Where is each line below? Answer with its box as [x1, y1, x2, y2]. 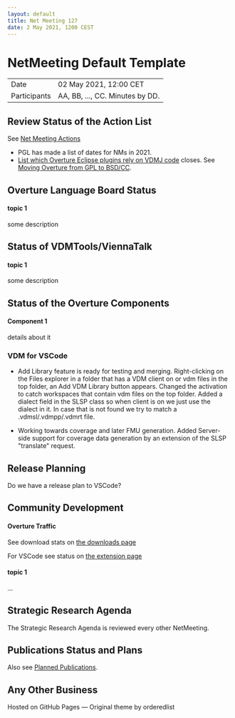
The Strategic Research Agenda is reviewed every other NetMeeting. [7, 623, 209, 632]
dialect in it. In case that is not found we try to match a [17, 405, 177, 414]
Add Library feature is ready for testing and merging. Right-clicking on [17, 367, 224, 376]
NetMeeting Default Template [7, 54, 187, 71]
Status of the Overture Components [7, 297, 169, 309]
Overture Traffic [7, 522, 56, 530]
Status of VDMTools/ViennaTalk [7, 241, 153, 253]
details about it [7, 333, 51, 341]
